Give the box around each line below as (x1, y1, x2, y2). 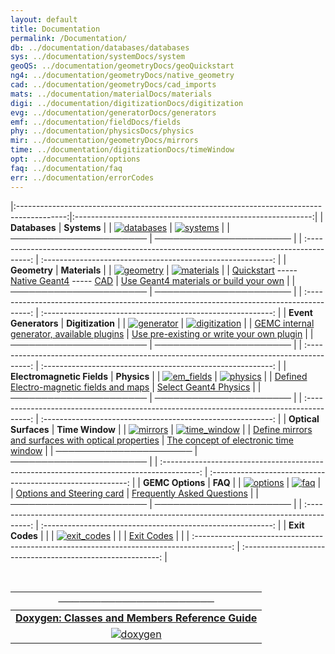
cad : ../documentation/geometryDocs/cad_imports (10, 80, 217, 90)
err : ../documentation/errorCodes (10, 172, 155, 183)
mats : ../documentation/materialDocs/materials (10, 89, 213, 99)
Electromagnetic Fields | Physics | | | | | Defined (10, 370, 308, 382)
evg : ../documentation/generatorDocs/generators (10, 107, 217, 118)
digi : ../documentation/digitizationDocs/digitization (10, 98, 244, 108)
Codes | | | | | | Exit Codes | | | (10, 529, 190, 541)
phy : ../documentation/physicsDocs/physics (10, 126, 195, 136)
